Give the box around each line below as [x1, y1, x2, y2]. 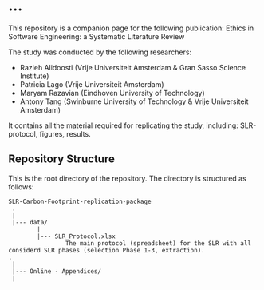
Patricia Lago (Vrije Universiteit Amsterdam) [19, 79, 165, 89]
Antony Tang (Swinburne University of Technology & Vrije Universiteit [19, 97, 249, 106]
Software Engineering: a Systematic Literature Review [8, 31, 185, 41]
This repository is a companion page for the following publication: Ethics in [8, 23, 254, 33]
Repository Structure [8, 153, 116, 166]
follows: [8, 181, 34, 192]
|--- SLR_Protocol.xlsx [37, 232, 116, 240]
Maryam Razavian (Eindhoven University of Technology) [19, 88, 205, 97]
